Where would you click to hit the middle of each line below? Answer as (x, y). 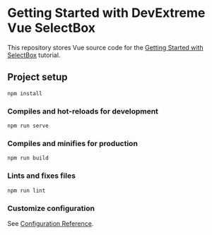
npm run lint (26, 191)
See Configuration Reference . (51, 223)
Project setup (38, 77)
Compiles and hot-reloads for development (83, 111)
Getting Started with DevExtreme (106, 13)
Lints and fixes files (42, 176)
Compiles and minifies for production (72, 143)
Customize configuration (51, 208)
